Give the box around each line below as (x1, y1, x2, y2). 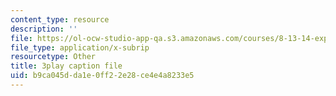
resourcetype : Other (10, 52, 97, 62)
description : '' (10, 24, 78, 34)
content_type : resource (10, 14, 110, 25)
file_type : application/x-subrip (10, 42, 150, 53)
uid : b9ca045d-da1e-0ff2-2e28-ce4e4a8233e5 (10, 71, 195, 81)
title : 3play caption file (10, 61, 123, 71)
